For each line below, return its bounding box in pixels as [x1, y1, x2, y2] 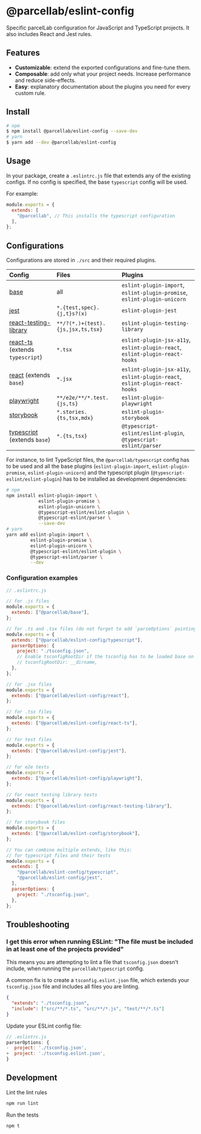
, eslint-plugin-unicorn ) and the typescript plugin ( [25, 469, 153, 476]
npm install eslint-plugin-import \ [6, 493, 98, 499]
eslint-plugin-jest [121, 308, 177, 314]
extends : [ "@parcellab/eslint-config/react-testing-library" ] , [11, 803, 172, 809]
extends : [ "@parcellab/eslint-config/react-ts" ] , [11, 720, 138, 726]
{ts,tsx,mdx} [56, 414, 94, 422]
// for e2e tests [6, 764, 50, 770]
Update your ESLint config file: [6, 1022, 82, 1029]
